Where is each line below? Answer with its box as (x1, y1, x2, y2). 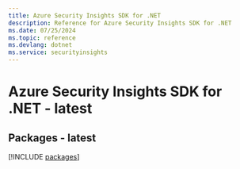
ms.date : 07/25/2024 (8, 26, 77, 34)
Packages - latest (8, 131, 97, 144)
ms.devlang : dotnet (8, 41, 73, 49)
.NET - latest (8, 100, 93, 117)
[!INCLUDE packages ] (8, 152, 80, 161)
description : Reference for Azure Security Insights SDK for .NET (8, 19, 232, 27)
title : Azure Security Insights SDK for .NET (8, 11, 161, 20)
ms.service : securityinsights (8, 48, 109, 56)
